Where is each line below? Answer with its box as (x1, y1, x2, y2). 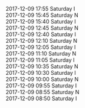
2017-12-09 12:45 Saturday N (5, 24, 79, 31)
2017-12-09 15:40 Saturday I (5, 18, 76, 25)
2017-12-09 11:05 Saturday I (5, 57, 75, 63)
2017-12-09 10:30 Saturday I (5, 69, 77, 76)
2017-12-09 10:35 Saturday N (5, 63, 79, 70)
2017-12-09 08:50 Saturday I (5, 95, 77, 102)
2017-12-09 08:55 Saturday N (5, 89, 80, 95)
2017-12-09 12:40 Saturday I (5, 31, 77, 38)
